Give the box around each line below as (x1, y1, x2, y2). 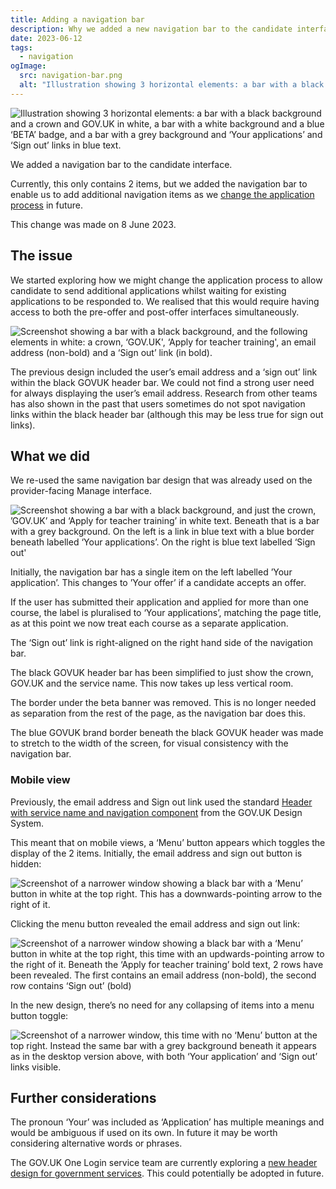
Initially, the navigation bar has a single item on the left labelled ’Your (10, 566, 293, 578)
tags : (10, 42, 33, 53)
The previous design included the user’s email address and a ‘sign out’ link (10, 366, 318, 378)
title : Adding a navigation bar (10, 14, 145, 25)
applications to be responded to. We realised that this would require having (10, 295, 320, 307)
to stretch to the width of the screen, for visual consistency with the (10, 737, 289, 750)
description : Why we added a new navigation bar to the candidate (10, 24, 293, 34)
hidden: (10, 857, 42, 870)
